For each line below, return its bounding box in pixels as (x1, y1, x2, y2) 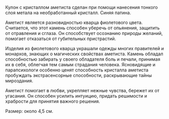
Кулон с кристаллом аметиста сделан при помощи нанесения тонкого (5, 5, 158, 10)
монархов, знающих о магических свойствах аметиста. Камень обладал (5, 51, 163, 57)
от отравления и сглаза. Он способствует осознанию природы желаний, (5, 30, 163, 36)
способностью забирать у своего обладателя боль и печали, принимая (5, 56, 160, 62)
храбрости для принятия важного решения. (5, 98, 100, 104)
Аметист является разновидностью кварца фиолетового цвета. (5, 20, 143, 25)
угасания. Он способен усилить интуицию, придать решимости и (5, 93, 148, 99)
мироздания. (5, 78, 33, 84)
